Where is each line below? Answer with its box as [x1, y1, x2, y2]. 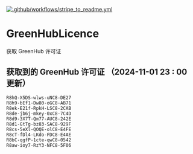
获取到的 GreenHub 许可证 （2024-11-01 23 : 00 [6, 67, 188, 77]
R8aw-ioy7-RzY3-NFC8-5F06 [6, 142, 71, 148]
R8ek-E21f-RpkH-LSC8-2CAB [6, 105, 71, 111]
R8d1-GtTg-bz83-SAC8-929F [6, 121, 71, 127]
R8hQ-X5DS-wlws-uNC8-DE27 [6, 94, 71, 101]
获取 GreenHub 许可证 [6, 47, 62, 54]
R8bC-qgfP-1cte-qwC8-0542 [6, 136, 71, 143]
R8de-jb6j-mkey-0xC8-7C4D [6, 111, 71, 117]
